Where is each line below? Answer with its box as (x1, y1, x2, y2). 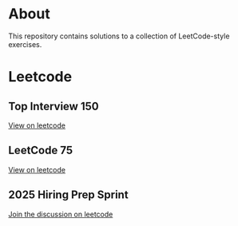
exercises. (8, 39, 42, 49)
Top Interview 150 (8, 99, 99, 113)
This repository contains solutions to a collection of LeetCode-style (8, 31, 230, 41)
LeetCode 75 (8, 144, 73, 157)
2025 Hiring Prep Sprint (8, 188, 129, 202)
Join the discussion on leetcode (8, 209, 113, 219)
